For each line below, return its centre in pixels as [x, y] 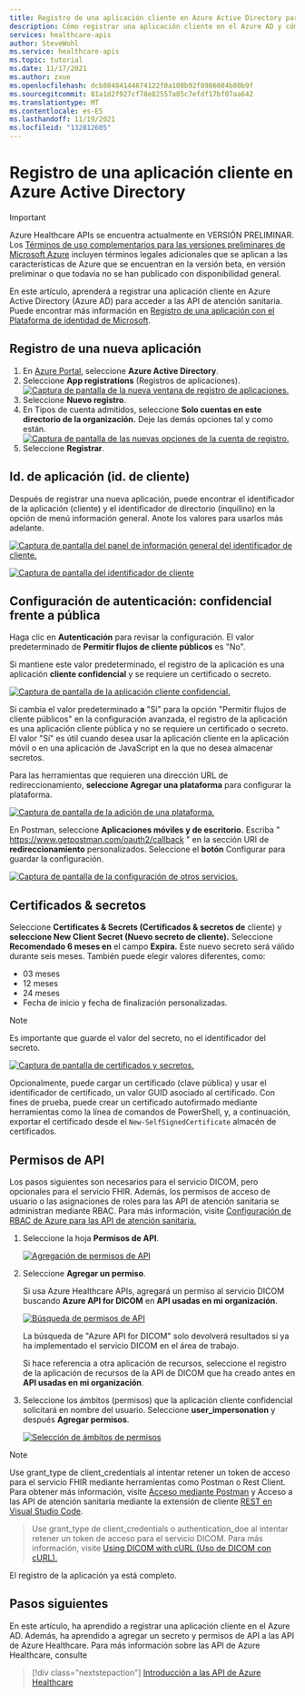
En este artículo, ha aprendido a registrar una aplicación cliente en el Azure [150, 1626]
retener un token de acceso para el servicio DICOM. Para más [147, 1538]
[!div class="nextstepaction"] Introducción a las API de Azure [146, 1672]
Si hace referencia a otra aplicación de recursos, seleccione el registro [155, 1363]
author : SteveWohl [44, 43]
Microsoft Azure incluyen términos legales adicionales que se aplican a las [149, 254]
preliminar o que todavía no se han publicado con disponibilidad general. [145, 273]
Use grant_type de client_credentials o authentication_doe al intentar [160, 1529]
